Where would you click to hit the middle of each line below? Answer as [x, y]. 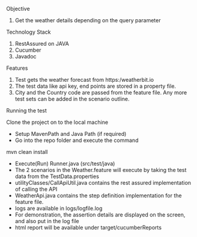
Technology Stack [29, 32]
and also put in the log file [47, 221]
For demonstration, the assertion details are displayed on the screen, [100, 215]
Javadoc [26, 56]
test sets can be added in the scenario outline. [72, 99]
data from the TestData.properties [57, 176]
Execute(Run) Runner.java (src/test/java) [65, 164]
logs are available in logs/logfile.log [59, 208]
